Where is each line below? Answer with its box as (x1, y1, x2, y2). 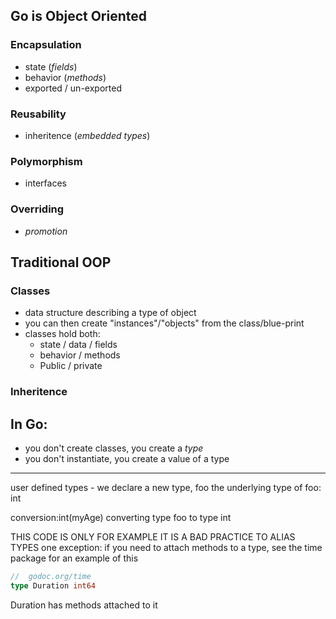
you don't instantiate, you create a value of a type (24, 453, 230, 464)
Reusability (10, 107, 67, 121)
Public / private (39, 360, 103, 372)
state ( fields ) (24, 60, 78, 73)
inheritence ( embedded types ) (24, 129, 151, 141)
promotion (24, 225, 68, 237)
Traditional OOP (10, 254, 112, 271)
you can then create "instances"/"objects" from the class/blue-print (24, 317, 305, 329)
